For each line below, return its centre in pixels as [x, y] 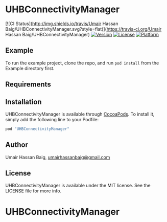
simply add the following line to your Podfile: [52, 119]
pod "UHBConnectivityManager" [38, 129]
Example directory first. [30, 68]
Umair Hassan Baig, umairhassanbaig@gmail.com [58, 157]
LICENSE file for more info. [33, 191]
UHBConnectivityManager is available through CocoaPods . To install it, [80, 114]
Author [17, 145]
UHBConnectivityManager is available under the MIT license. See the [78, 186]
